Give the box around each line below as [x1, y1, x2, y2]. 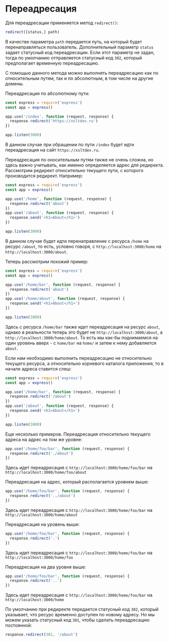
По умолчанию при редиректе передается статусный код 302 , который [5, 606, 159, 612]
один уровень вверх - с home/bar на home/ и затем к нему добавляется [5, 340, 156, 346]
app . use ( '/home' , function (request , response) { [5, 196, 112, 201]
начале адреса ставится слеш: [5, 365, 72, 371]
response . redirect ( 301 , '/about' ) [5, 632, 78, 637]
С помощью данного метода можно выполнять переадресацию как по [5, 70, 159, 76]
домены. [5, 80, 24, 86]
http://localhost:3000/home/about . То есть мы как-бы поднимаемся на [5, 334, 158, 341]
